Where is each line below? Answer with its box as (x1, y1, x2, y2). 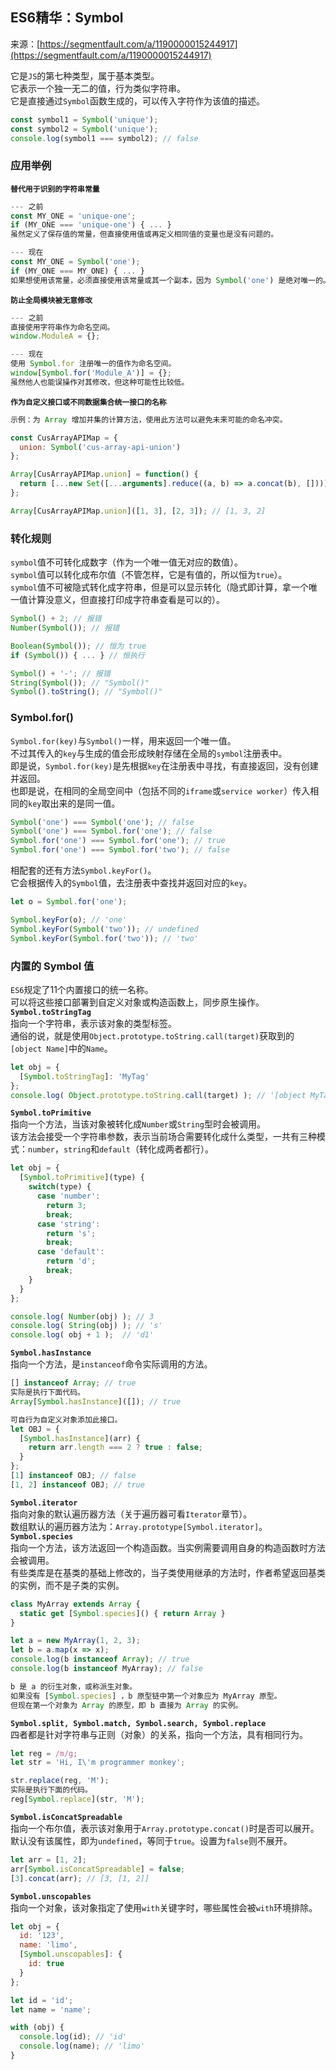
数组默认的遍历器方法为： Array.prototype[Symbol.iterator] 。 (10, 1520, 268, 1532)
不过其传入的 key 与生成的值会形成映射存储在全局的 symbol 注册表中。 (10, 747, 288, 759)
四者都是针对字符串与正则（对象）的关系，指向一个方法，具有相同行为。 (10, 1728, 308, 1740)
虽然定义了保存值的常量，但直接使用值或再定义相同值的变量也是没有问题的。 (10, 229, 279, 240)
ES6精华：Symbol (10, 9, 124, 27)
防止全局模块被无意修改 (10, 295, 93, 305)
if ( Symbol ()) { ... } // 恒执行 (10, 650, 145, 660)
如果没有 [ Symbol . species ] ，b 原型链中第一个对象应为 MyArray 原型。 (10, 1691, 282, 1701)
